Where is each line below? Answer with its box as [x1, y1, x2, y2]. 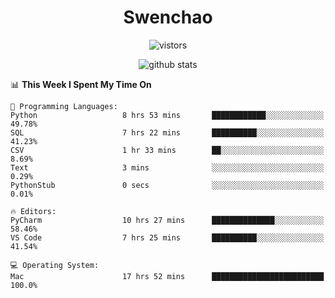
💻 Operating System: [10, 260, 100, 270]
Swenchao [123, 6, 213, 29]
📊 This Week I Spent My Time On [10, 78, 152, 90]
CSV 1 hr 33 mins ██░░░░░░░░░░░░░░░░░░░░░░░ [10, 145, 325, 155]
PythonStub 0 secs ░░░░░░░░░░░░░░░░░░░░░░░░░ [10, 180, 325, 190]
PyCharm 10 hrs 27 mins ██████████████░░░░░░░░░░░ [10, 215, 325, 225]
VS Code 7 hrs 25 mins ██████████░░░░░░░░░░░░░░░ [10, 232, 325, 243]
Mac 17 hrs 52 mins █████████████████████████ [10, 271, 325, 281]
